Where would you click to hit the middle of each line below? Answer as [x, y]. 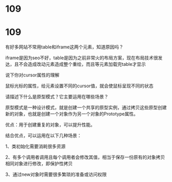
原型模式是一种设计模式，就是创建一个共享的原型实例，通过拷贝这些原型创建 [86, 108]
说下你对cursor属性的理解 [33, 75]
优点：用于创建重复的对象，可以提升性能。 [50, 125]
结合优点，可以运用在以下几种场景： [44, 136]
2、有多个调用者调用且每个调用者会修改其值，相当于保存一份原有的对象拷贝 [85, 157]
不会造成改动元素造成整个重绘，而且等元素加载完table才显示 [82, 64]
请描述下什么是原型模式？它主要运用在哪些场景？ [57, 97]
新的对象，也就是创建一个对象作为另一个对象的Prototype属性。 [72, 114]
